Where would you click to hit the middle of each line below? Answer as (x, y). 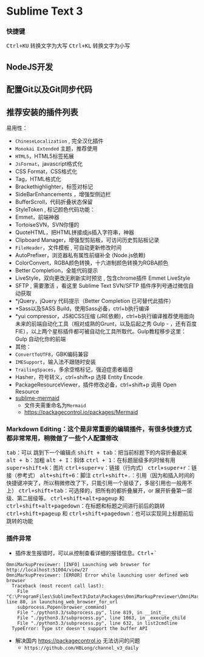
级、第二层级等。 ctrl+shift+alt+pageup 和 (65, 499)
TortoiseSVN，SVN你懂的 (47, 225)
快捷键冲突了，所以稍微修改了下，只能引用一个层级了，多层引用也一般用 (97, 483)
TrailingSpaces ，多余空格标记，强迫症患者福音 (74, 369)
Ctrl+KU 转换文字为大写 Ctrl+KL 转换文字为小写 (68, 46)
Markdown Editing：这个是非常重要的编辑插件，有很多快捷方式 (99, 429)
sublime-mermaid (37, 398)
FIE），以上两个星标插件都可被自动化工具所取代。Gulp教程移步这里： (100, 332)
